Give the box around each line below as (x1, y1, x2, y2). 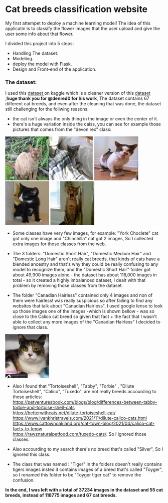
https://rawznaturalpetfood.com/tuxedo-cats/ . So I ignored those (12, 431, 147, 437)
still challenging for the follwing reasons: (5, 106, 89, 112)
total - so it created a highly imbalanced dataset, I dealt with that (12, 277, 146, 283)
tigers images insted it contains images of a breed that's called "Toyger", (12, 466, 163, 472)
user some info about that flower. (5, 31, 74, 37)
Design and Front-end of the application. (12, 66, 97, 72)
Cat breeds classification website (5, 4, 148, 15)
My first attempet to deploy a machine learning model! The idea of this (5, 20, 151, 26)
